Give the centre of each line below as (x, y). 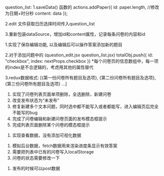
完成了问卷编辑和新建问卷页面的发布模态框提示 (59, 119)
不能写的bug (25, 113)
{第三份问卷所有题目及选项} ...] (36, 84)
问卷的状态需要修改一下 (36, 158)
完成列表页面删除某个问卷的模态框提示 (51, 125)
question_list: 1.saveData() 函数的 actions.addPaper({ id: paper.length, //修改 (82, 7)
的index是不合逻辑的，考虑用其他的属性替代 (49, 67)
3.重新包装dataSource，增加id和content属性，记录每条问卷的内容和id (75, 34)
